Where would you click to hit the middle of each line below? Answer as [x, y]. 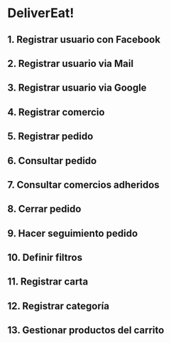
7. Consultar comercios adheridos [83, 184]
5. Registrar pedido [50, 137]
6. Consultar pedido [52, 161]
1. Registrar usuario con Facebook [84, 40]
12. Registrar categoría [59, 306]
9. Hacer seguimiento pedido [73, 233]
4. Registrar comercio [56, 112]
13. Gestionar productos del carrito [86, 331]
